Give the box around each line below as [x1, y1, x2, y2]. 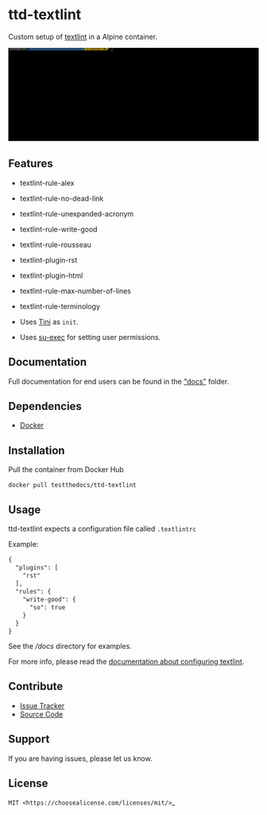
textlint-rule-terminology [19, 301, 101, 311]
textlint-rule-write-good [19, 224, 98, 234]
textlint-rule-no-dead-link [19, 193, 104, 203]
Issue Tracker [19, 700, 65, 710]
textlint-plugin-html [19, 271, 83, 280]
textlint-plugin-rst [19, 255, 78, 264]
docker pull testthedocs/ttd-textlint [8, 482, 137, 489]
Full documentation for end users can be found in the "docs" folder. [8, 376, 230, 386]
